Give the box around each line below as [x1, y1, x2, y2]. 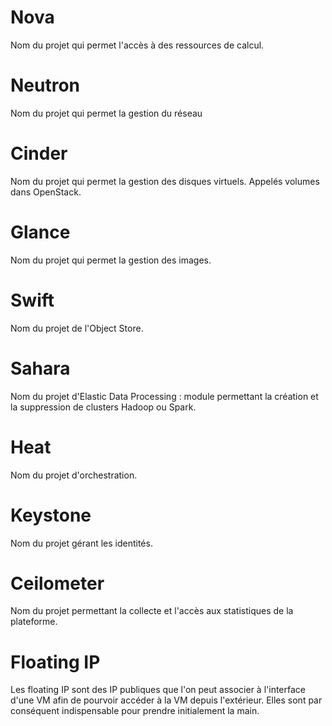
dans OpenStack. [10, 186, 82, 198]
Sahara [10, 357, 71, 380]
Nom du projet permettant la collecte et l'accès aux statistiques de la [10, 605, 294, 617]
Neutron [10, 74, 81, 97]
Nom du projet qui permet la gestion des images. [10, 254, 212, 266]
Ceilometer [10, 572, 105, 595]
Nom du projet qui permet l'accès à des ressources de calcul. [10, 39, 265, 51]
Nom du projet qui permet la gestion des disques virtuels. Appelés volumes [10, 175, 320, 187]
